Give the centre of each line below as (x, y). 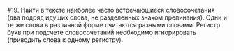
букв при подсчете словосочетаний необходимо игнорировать (102, 32)
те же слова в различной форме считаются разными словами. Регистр (114, 25)
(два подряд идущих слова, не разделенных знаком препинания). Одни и (117, 17)
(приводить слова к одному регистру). (65, 40)
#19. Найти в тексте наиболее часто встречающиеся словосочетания (111, 10)
